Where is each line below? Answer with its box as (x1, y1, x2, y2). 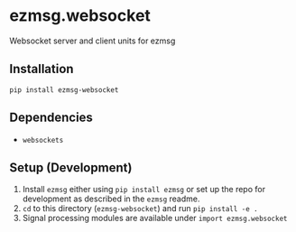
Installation (9, 61, 74, 77)
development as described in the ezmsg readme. (22, 193, 200, 204)
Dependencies (9, 110, 93, 125)
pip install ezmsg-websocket (9, 85, 119, 95)
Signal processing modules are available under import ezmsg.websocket (22, 213, 288, 224)
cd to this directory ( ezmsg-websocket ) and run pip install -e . (22, 203, 259, 214)
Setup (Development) (9, 160, 133, 175)
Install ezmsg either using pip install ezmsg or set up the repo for (22, 184, 266, 195)
